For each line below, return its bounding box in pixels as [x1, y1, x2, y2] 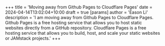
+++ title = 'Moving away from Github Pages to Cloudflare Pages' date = [5, 4, 153, 10]
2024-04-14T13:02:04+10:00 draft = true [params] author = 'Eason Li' [5, 9, 148, 15]
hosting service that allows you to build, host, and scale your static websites [5, 30, 161, 36]
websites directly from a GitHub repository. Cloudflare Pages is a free [5, 25, 147, 31]
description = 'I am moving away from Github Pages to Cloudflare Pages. [5, 15, 154, 20]
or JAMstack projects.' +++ [5, 35, 61, 41]
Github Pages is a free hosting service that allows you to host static [5, 20, 142, 25]
